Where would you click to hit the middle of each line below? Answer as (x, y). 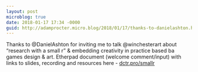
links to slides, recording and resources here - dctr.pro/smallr (80, 63)
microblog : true (26, 17)
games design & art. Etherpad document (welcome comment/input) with (94, 57)
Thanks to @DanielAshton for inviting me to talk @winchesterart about (91, 44)
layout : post (22, 11)
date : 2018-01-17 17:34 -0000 (43, 22)
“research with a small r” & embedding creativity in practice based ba (90, 51)
